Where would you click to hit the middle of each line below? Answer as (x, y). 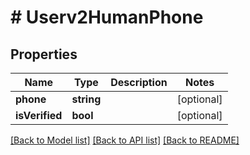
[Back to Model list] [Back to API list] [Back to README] (125, 140)
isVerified (39, 115)
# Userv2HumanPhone (107, 17)
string (86, 99)
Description (139, 82)
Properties (44, 54)
